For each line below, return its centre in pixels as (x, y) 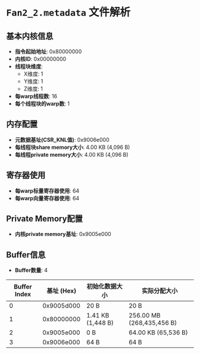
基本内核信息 (30, 36)
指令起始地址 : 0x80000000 (48, 52)
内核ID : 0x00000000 (40, 59)
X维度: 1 (33, 74)
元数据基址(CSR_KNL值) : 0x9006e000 (62, 139)
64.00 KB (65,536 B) (159, 333)
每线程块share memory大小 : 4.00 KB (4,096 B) (72, 147)
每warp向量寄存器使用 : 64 (47, 198)
